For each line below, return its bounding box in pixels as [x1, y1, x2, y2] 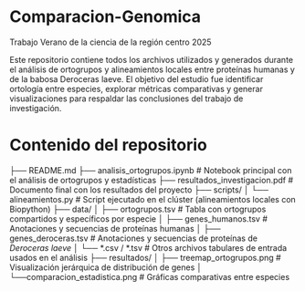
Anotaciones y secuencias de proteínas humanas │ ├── [9, 223, 221, 234]
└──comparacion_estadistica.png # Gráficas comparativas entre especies [9, 271, 290, 282]
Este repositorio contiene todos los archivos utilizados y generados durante [9, 54, 294, 65]
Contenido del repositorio [9, 135, 207, 156]
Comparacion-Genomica [9, 6, 202, 27]
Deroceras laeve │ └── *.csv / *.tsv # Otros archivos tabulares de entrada [9, 242, 288, 253]
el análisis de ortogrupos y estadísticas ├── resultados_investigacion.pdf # [9, 174, 294, 185]
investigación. [9, 102, 62, 113]
